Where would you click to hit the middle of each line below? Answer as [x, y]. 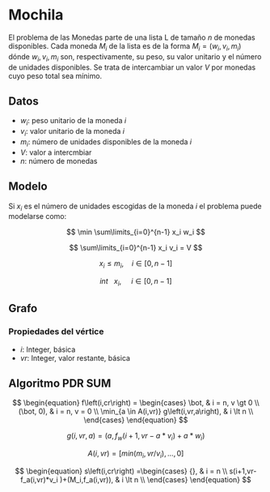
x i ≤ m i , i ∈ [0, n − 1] [136, 265]
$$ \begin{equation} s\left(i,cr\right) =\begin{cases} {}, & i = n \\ [121, 471]
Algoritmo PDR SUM [60, 384]
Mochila [36, 15]
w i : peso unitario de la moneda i [73, 122]
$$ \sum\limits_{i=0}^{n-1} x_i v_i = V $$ [136, 248]
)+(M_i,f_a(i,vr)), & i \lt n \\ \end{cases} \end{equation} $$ [156, 480]
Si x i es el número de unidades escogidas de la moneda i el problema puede [135, 207]
